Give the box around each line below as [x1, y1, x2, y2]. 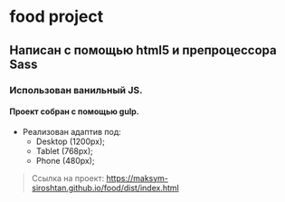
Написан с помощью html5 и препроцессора [9, 43, 278, 58]
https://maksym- [106, 172, 169, 183]
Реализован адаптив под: [22, 126, 122, 137]
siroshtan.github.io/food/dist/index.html [31, 182, 179, 193]
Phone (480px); [35, 155, 95, 166]
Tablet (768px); [35, 145, 93, 156]
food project [9, 6, 104, 27]
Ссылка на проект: [31, 172, 105, 183]
